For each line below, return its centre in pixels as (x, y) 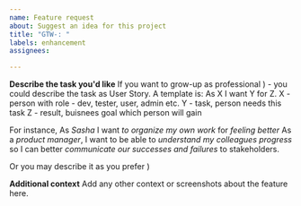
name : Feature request (52, 17)
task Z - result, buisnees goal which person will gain (106, 113)
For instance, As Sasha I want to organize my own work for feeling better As (150, 130)
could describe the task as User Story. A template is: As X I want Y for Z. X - (150, 94)
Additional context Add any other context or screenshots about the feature (149, 184)
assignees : (30, 51)
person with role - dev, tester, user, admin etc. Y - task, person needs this (146, 103)
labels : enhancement (48, 43)
